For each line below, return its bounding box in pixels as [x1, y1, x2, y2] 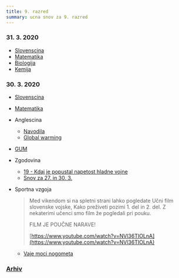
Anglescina [14, 116, 42, 123]
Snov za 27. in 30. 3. [23, 175, 73, 182]
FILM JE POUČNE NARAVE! [29, 221, 96, 228]
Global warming [23, 134, 62, 141]
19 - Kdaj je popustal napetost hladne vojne [23, 168, 128, 175]
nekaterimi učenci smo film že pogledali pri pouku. [29, 210, 151, 217]
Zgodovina [14, 157, 41, 164]
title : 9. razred [6, 8, 49, 15]
